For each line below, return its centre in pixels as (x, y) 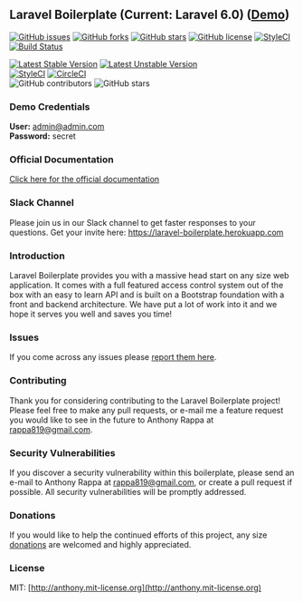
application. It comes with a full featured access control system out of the (147, 285)
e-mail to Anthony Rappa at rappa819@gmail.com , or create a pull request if (151, 482)
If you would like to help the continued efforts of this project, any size (138, 535)
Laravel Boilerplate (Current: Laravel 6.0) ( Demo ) (150, 15)
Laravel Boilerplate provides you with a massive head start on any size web (149, 275)
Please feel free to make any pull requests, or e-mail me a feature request (147, 410)
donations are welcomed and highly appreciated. (100, 545)
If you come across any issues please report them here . (113, 357)
